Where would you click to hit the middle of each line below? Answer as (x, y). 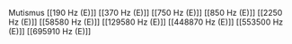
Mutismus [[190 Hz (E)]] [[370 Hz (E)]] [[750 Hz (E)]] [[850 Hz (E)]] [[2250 (146, 13)
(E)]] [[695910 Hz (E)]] (50, 31)
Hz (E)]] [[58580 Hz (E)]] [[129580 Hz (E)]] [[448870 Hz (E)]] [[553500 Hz (146, 22)
